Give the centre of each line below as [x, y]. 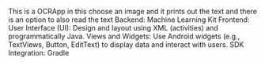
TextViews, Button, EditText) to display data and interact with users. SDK [126, 45]
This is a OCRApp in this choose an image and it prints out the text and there [132, 11]
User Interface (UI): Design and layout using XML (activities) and [114, 28]
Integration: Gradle [39, 53]
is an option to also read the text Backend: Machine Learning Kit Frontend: [129, 20]
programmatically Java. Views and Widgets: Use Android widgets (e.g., [124, 36]
